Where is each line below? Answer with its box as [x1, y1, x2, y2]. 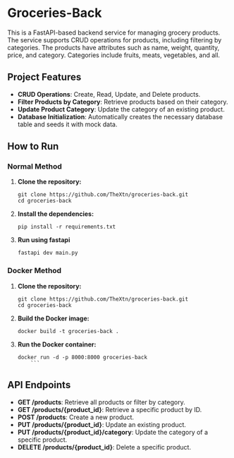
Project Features [7, 71, 82, 83]
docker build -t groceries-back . [17, 327, 119, 335]
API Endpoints [7, 379, 71, 391]
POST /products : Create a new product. [17, 413, 135, 421]
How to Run [7, 140, 59, 152]
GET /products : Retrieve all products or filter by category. [17, 397, 185, 406]
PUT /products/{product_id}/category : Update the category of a [17, 428, 209, 436]
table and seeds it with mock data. [17, 120, 118, 128]
